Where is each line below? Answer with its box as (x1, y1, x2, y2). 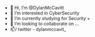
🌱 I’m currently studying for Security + (10, 15, 90, 21)
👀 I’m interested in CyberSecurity (10, 10, 80, 16)
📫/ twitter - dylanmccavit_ (10, 26, 66, 32)
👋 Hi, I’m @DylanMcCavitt (10, 5, 65, 10)
